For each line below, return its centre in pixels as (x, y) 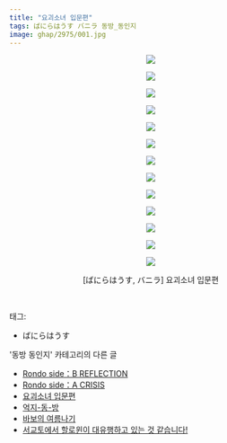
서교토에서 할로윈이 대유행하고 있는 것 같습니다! (105, 430)
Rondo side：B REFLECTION (75, 374)
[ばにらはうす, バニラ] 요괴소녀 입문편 (151, 280)
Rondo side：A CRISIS (64, 385)
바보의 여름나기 (49, 419)
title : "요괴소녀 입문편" (51, 18)
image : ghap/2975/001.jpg (57, 34)
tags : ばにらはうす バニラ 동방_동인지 (73, 26)
